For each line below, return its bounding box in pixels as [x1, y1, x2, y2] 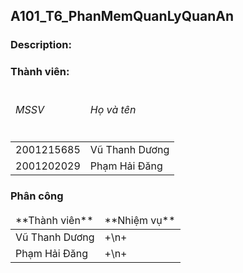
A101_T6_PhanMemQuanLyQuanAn [10, 8, 235, 25]
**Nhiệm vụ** [104, 213, 176, 227]
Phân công [10, 189, 64, 203]
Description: [10, 38, 72, 52]
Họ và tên [89, 103, 137, 116]
